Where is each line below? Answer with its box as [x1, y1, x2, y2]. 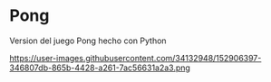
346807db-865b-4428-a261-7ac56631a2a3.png [9, 62, 190, 73]
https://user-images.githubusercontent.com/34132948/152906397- [9, 52, 262, 63]
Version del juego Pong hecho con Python [9, 35, 167, 46]
